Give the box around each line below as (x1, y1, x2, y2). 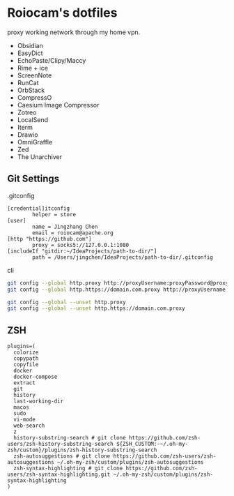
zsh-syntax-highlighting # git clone (13, 465, 123, 472)
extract (13, 379, 36, 386)
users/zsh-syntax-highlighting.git (7, 471, 111, 479)
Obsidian (17, 41, 43, 50)
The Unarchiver (17, 152, 63, 161)
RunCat (17, 78, 40, 87)
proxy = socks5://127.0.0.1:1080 (32, 241, 130, 248)
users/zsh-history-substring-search (7, 441, 114, 448)
